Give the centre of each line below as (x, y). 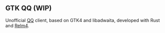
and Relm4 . (17, 25)
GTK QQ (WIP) (29, 8)
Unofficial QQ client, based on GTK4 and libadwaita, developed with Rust (83, 20)
